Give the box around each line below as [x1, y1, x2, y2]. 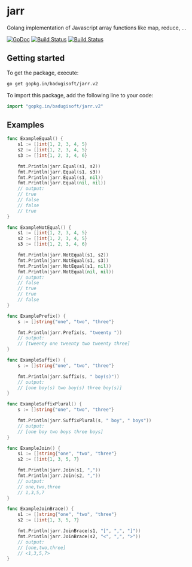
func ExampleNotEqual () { [7, 224, 71, 231]
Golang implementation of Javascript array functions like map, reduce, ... [7, 24, 187, 31]
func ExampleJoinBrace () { [7, 506, 74, 512]
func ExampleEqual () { [7, 136, 63, 142]
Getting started [7, 53, 65, 64]
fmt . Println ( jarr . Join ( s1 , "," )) [17, 467, 101, 473]
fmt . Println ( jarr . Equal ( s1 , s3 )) [17, 169, 101, 175]
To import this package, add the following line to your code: [7, 91, 154, 99]
